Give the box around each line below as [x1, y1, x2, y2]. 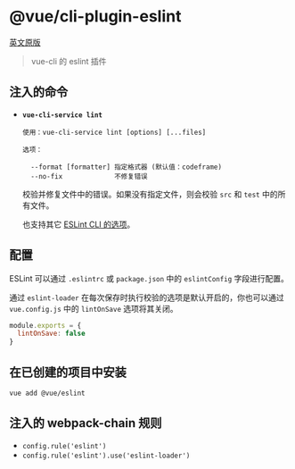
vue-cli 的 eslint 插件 [30, 55, 107, 66]
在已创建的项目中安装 [9, 364, 127, 380]
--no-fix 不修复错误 [30, 172, 148, 180]
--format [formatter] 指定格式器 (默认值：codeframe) [30, 163, 223, 172]
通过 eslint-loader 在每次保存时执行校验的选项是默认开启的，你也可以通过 [9, 292, 284, 303]
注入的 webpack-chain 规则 [9, 415, 162, 431]
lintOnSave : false [17, 329, 86, 339]
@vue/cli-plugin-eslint [9, 6, 182, 27]
